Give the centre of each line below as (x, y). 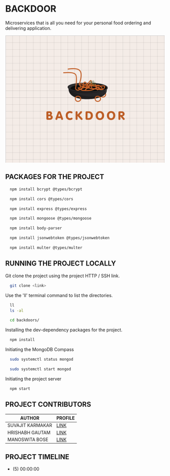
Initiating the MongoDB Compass (40, 350)
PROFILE (66, 418)
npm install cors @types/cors (41, 199)
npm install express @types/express (48, 209)
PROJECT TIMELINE (37, 457)
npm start (20, 388)
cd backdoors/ (25, 320)
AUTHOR (30, 418)
